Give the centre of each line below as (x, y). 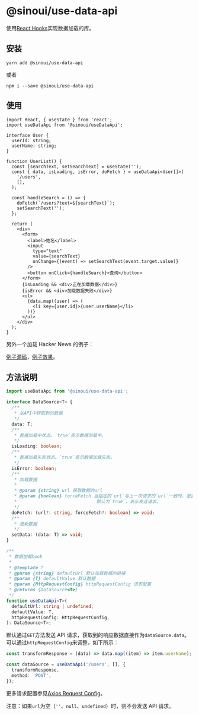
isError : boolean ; (34, 468)
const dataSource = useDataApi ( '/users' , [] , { (66, 664)
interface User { (28, 135)
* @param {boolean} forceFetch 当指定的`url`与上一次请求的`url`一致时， (100, 496)
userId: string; (31, 140)
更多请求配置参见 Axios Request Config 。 (56, 693)
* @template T (26, 567)
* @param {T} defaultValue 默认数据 (52, 579)
